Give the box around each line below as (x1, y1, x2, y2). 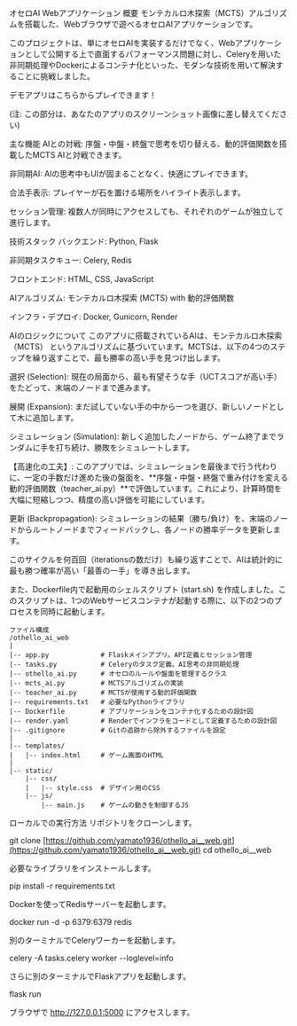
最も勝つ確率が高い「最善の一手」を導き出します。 (9, 566, 195, 576)
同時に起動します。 (39, 607, 110, 616)
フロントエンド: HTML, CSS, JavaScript (9, 274, 154, 284)
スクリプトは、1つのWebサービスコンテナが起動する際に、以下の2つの (16, 595, 275, 606)
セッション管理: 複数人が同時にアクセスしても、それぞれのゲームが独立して (9, 207, 284, 216)
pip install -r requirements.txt (9, 881, 115, 891)
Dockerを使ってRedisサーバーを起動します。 (9, 899, 171, 909)
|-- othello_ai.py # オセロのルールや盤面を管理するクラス (9, 670, 228, 678)
